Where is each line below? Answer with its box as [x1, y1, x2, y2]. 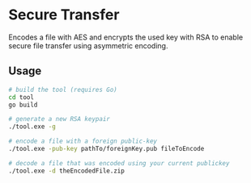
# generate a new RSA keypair [8, 115, 111, 123]
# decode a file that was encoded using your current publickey [8, 159, 230, 167]
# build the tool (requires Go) [8, 85, 117, 94]
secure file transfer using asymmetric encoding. [8, 40, 168, 50]
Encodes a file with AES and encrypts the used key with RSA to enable [8, 32, 244, 42]
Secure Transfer [8, 6, 120, 24]
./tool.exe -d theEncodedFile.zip [8, 167, 125, 175]
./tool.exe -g [8, 123, 57, 131]
